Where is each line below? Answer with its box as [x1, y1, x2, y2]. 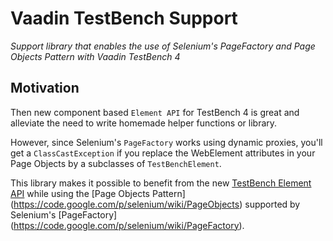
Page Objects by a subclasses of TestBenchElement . [10, 157, 222, 169]
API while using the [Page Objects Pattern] [10, 187, 186, 199]
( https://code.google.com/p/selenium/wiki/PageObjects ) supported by [10, 198, 301, 210]
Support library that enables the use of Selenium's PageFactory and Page [10, 40, 316, 52]
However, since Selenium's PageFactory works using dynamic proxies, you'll [10, 136, 323, 148]
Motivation [10, 80, 80, 97]
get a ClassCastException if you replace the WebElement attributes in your [10, 147, 316, 159]
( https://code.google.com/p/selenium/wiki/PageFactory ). [10, 219, 245, 231]
